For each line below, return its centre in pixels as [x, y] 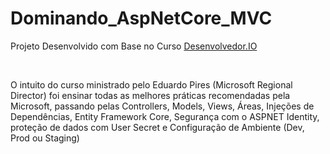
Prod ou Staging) [45, 138]
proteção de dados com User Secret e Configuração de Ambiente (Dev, [157, 127]
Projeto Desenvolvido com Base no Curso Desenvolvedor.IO [134, 46]
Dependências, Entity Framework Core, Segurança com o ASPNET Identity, [165, 116]
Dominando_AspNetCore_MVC [141, 18]
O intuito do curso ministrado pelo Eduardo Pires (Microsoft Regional [151, 84]
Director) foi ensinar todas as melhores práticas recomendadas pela [150, 95]
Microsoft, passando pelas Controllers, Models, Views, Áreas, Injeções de [162, 106]
